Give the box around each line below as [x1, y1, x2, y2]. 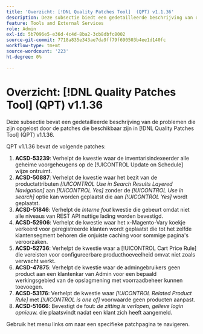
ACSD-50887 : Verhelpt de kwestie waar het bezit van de [14, 174, 158, 181]
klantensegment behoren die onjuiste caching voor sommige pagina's [14, 231, 189, 239]
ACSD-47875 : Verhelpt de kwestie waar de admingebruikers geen [14, 264, 181, 271]
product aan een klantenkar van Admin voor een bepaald [14, 270, 157, 277]
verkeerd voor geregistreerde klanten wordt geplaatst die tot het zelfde [14, 225, 192, 232]
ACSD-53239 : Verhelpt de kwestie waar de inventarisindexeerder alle [14, 154, 189, 162]
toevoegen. [14, 283, 43, 290]
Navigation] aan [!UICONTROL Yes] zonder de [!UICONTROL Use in [14, 186, 184, 194]
